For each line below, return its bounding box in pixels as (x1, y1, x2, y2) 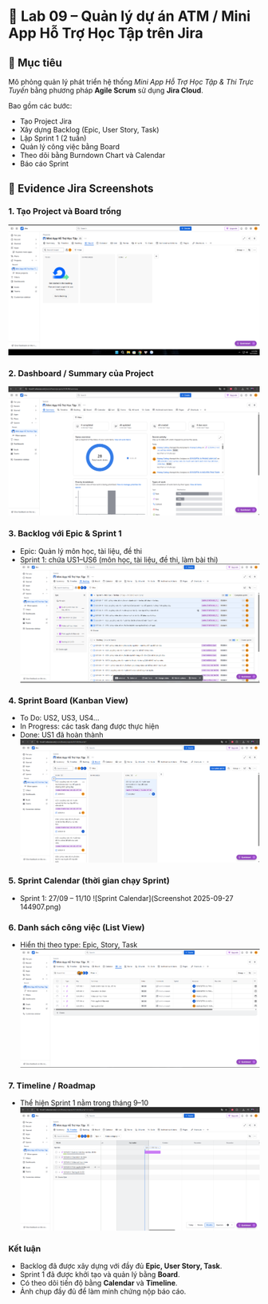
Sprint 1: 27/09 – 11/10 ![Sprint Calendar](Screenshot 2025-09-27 (19, 893, 234, 903)
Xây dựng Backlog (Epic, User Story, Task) (19, 125, 160, 134)
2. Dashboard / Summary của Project (8, 367, 154, 378)
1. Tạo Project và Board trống (8, 206, 122, 217)
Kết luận (8, 1243, 41, 1254)
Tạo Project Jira (19, 117, 72, 126)
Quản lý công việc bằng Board (19, 142, 120, 151)
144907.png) (19, 902, 61, 911)
